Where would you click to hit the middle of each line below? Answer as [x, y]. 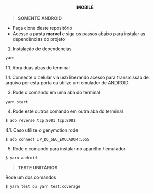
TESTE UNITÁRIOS [37, 168]
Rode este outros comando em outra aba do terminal [68, 111]
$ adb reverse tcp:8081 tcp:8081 [41, 121]
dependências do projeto [39, 39]
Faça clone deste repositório [42, 28]
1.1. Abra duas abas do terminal [37, 68]
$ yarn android [21, 158]
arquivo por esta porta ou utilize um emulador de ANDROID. [67, 83]
